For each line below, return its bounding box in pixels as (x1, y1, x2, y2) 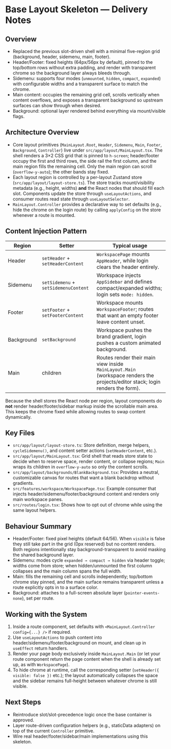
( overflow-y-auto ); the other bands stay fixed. (12, 168, 109, 174)
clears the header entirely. (96, 263, 159, 270)
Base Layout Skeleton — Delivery (5, 4, 148, 15)
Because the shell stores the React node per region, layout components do (5, 397, 162, 404)
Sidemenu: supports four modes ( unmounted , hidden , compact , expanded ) (12, 76, 161, 81)
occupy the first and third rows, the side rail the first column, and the (12, 158, 157, 164)
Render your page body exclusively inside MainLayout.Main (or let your (12, 651, 160, 657)
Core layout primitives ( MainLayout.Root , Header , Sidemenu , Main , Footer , (12, 141, 162, 147)
